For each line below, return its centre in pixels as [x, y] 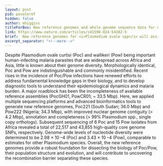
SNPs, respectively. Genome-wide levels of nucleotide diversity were [74, 132]
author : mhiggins [23, 23]
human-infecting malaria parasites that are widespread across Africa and [78, 60]
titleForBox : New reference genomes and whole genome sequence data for [80, 28]
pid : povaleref [20, 14]
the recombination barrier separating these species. [57, 158]
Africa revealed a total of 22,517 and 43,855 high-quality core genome [75, 127]
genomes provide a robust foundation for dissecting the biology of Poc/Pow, [81, 148]
